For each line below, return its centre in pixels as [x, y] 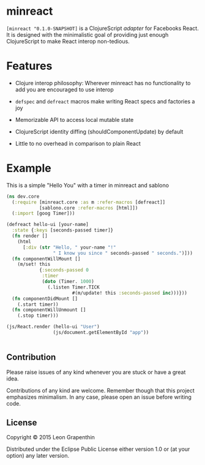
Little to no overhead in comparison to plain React [78, 143]
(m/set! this [34, 265]
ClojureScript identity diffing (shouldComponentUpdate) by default [99, 131]
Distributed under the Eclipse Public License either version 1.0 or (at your [98, 449]
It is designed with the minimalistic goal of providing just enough [88, 34]
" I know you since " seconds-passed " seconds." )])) [123, 253]
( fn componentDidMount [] [45, 298]
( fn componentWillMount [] [46, 259]
